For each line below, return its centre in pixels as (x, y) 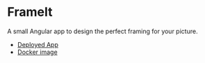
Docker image (37, 52)
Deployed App (38, 44)
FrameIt (30, 12)
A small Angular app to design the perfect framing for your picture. (102, 31)
